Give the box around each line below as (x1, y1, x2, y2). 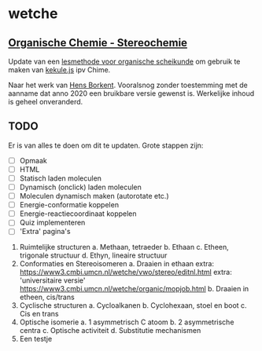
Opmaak (19, 155, 47, 165)
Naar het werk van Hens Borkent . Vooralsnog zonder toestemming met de (8, 80, 248, 90)
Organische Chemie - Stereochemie (8, 36, 187, 49)
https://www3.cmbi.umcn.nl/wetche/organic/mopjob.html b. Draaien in (19, 284, 249, 294)
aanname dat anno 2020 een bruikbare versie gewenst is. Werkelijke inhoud (8, 89, 255, 98)
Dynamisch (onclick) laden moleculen (19, 182, 142, 192)
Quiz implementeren (19, 218, 86, 228)
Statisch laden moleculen (19, 174, 102, 183)
